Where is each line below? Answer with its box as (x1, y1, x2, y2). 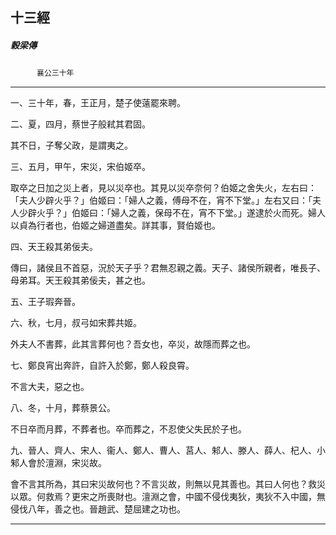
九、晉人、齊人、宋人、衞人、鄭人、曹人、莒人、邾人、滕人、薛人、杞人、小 (10, 444, 326, 457)
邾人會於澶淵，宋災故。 (10, 457, 107, 469)
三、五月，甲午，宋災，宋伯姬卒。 (10, 161, 151, 173)
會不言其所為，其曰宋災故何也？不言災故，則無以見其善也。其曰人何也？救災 (10, 478, 326, 490)
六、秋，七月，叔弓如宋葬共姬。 (10, 317, 142, 329)
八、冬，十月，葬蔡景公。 (10, 402, 116, 414)
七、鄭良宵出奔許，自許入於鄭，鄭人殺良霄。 (10, 359, 195, 372)
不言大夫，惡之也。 (10, 381, 90, 393)
